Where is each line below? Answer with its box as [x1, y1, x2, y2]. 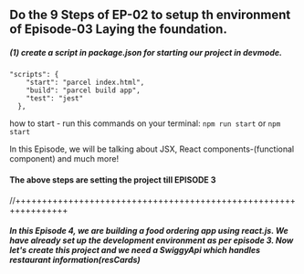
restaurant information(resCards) [9, 255, 142, 266]
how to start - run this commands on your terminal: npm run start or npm [9, 118, 281, 129]
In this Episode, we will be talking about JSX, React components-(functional [9, 143, 295, 154]
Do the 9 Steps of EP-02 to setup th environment [9, 7, 291, 23]
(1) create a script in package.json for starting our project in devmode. [9, 47, 283, 58]
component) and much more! [9, 153, 120, 164]
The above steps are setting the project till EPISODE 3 [9, 174, 216, 185]
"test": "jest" [26, 94, 84, 103]
